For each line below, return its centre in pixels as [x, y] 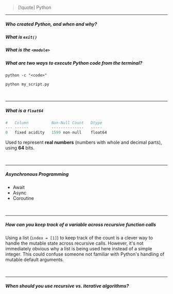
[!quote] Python [34, 7]
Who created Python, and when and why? [51, 24]
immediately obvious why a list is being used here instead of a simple [79, 248]
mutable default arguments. [35, 260]
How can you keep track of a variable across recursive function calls [81, 225]
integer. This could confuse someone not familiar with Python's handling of [85, 254]
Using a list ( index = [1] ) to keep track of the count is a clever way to [79, 237]
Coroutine [23, 198]
